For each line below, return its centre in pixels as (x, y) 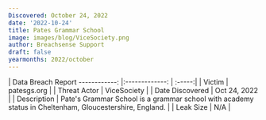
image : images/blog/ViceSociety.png (69, 37)
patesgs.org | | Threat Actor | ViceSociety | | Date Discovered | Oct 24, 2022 (133, 90)
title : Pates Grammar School (56, 30)
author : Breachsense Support (56, 45)
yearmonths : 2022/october (51, 60)
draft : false (30, 52)
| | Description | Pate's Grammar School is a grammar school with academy (131, 99)
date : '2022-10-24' (40, 23)
